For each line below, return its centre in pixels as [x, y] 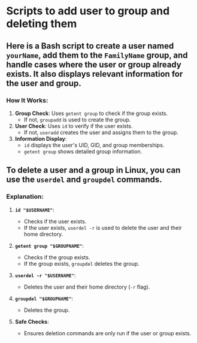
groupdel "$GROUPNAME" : [44, 298]
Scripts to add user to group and [88, 11]
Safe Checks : [32, 321]
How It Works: [27, 100]
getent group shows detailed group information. [83, 151]
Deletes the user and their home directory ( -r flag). [87, 287]
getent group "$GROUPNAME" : [49, 245]
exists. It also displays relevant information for [95, 74]
